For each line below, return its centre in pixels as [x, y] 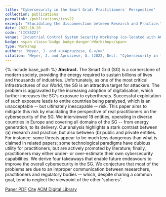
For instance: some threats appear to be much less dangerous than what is [81, 138]
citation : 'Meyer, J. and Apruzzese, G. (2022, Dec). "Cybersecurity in [82, 56]
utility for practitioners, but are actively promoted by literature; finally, [76, 148]
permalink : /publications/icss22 [40, 19]
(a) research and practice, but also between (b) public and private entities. [81, 133]
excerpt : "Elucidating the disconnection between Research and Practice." [84, 23]
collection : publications [32, 14]
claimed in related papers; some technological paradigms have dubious [78, 143]
